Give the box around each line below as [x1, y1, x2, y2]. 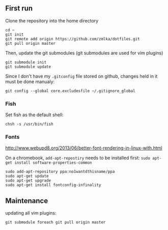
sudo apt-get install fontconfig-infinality [5, 183, 101, 188]
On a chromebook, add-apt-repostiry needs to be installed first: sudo [5, 155, 150, 161]
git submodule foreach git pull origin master [5, 220, 106, 225]
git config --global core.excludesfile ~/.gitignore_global [5, 88, 136, 93]
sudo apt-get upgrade [5, 178, 51, 183]
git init [5, 32, 24, 37]
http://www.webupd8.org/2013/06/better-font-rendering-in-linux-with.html [5, 145, 162, 151]
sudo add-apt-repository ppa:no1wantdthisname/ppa [5, 169, 115, 174]
